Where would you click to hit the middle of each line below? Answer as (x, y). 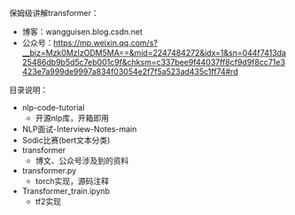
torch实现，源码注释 (72, 181)
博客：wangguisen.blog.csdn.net (82, 32)
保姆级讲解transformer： (54, 13)
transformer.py (49, 170)
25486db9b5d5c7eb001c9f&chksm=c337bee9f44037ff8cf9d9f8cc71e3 (154, 62)
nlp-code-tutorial (53, 107)
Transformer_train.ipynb (66, 191)
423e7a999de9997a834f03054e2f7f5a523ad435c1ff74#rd (130, 72)
